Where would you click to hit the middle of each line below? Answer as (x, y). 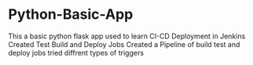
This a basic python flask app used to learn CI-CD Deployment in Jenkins (127, 36)
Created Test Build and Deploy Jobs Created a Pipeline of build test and (124, 44)
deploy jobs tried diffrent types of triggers (76, 52)
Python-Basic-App (71, 14)
